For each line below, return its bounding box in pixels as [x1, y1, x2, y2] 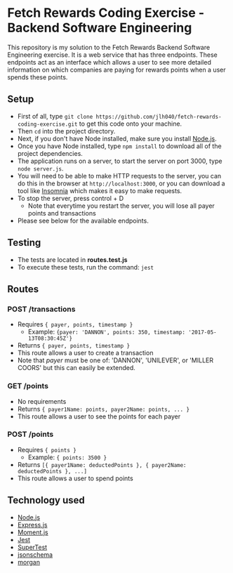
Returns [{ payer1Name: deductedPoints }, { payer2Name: [17, 460, 187, 468]
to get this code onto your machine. [79, 119, 182, 128]
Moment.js [17, 528, 48, 536]
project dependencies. [17, 149, 83, 157]
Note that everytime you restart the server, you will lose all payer [27, 202, 215, 210]
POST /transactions [7, 304, 76, 314]
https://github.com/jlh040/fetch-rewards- [95, 113, 222, 120]
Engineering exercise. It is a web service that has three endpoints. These [7, 51, 218, 59]
